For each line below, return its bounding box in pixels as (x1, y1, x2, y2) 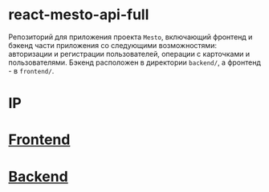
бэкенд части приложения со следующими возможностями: (8, 40, 217, 50)
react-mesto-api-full (8, 6, 149, 24)
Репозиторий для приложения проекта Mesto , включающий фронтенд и (8, 32, 253, 42)
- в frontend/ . (8, 66, 55, 75)
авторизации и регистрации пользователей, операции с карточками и (8, 49, 251, 58)
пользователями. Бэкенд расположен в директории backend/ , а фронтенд (8, 58, 261, 67)
